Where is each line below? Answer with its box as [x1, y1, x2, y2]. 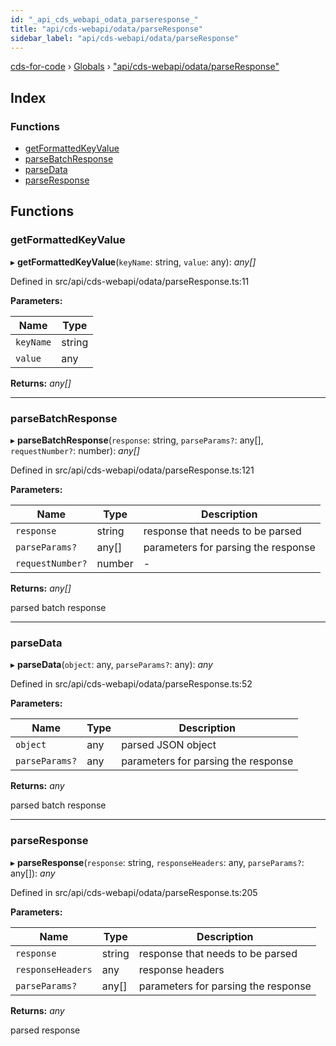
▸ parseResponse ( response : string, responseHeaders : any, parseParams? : [10, 856, 305, 868]
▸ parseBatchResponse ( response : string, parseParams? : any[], [10, 434, 264, 446]
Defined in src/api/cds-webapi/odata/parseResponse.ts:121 [10, 464, 255, 476]
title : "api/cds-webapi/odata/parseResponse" [10, 24, 203, 34]
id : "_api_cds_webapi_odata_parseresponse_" [10, 14, 199, 25]
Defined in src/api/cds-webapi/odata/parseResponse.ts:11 [10, 275, 250, 287]
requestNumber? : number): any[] [10, 445, 140, 457]
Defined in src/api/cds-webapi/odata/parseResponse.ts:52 [10, 678, 253, 690]
